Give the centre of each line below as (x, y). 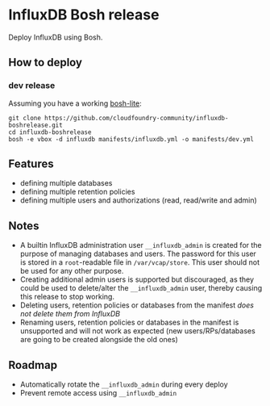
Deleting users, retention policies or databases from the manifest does (137, 305)
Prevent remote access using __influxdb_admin (98, 393)
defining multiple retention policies (77, 192)
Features (31, 164)
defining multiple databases (66, 183)
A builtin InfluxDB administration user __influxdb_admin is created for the (141, 245)
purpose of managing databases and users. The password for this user (138, 254)
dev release (32, 86)
